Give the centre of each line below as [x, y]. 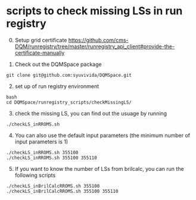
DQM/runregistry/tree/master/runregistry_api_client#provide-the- [94, 46]
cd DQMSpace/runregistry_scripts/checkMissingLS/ [69, 102]
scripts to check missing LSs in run [94, 11]
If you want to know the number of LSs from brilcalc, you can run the [99, 168]
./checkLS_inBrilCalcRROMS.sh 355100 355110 [62, 191]
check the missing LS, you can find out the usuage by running [91, 113]
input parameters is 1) [41, 142]
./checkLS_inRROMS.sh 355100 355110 [52, 158]
